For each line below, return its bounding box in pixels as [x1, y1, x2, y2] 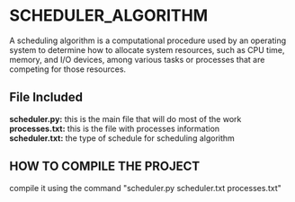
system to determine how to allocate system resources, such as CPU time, [9, 44, 285, 55]
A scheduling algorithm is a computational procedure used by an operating [9, 35, 287, 46]
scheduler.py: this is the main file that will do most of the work [9, 113, 242, 124]
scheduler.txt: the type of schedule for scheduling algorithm [9, 132, 236, 144]
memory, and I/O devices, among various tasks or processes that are [9, 54, 265, 65]
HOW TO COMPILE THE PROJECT [9, 159, 201, 174]
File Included [9, 90, 84, 105]
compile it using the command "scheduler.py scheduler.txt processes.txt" [9, 182, 282, 193]
